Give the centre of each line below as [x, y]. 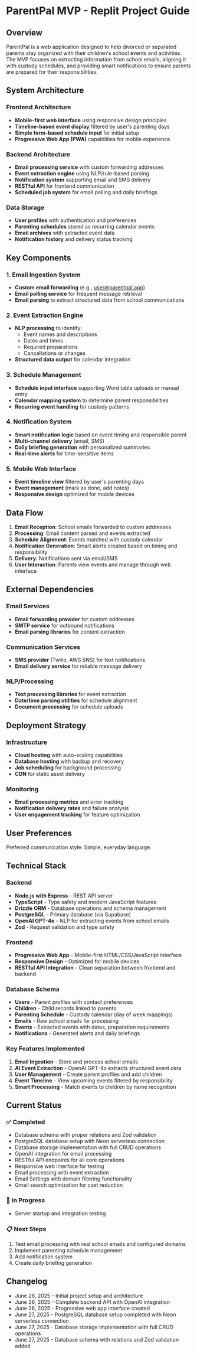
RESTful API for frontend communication [64, 186]
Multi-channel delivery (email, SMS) [60, 441]
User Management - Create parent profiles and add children [88, 1074]
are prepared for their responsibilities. [52, 72]
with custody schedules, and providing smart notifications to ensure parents [99, 66]
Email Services [28, 606]
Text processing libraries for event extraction [70, 694]
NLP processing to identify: [48, 328]
